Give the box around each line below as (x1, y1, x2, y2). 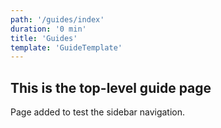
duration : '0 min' (10, 24, 87, 34)
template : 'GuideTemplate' (10, 42, 123, 53)
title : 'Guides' (10, 33, 78, 43)
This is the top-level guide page (10, 79, 212, 96)
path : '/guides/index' (10, 14, 105, 25)
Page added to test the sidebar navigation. (10, 106, 186, 118)
